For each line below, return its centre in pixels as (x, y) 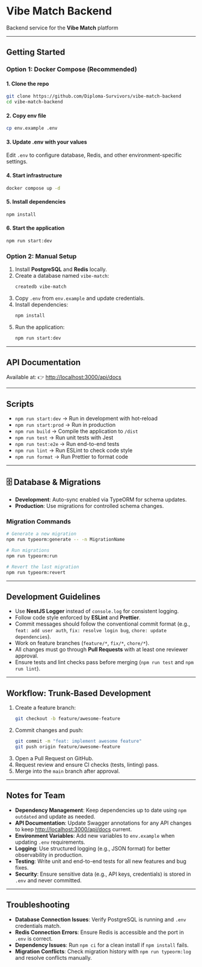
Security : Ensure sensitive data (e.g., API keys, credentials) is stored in (103, 874)
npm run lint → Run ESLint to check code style (74, 450)
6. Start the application (35, 228)
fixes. (22, 867)
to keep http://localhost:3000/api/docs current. (73, 829)
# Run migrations (28, 551)
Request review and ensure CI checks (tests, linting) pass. (87, 764)
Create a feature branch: (45, 708)
